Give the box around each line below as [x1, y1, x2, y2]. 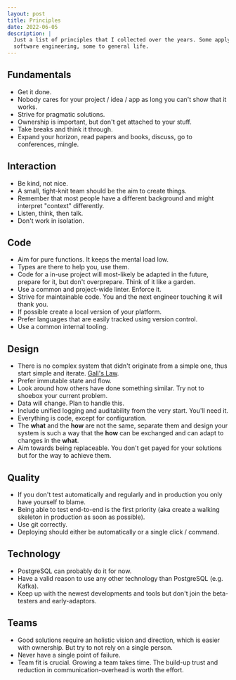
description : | [7, 30, 52, 37]
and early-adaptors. [39, 596, 97, 605]
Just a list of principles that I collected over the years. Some [13, 37, 212, 44]
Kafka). [17, 582, 39, 590]
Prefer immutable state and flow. [17, 377, 112, 385]
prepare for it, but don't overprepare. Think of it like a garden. [17, 278, 196, 286]
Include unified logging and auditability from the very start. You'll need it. [17, 406, 229, 415]
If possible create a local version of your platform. [17, 307, 162, 316]
